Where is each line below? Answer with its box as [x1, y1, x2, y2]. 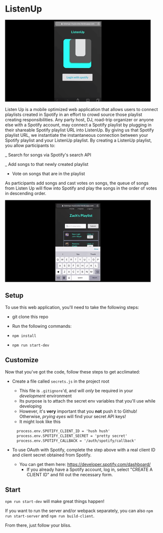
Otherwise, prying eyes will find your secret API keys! [19, 413, 126, 419]
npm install [12, 333, 36, 338]
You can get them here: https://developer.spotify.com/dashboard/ [19, 461, 151, 467]
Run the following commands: [12, 323, 72, 329]
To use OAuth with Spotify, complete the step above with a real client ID [12, 447, 156, 452]
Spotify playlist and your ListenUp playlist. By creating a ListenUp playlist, [5, 137, 152, 143]
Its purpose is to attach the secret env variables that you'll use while [19, 398, 156, 404]
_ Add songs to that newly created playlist [5, 161, 89, 167]
